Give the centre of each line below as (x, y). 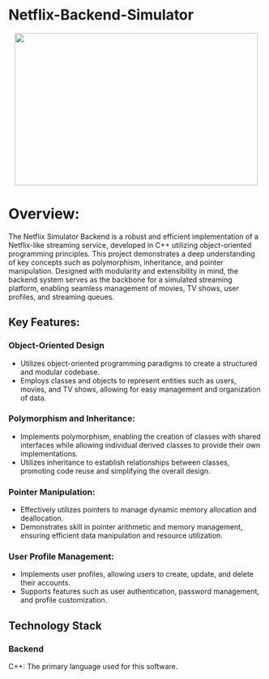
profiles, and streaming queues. (62, 296)
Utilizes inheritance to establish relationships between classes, (125, 462)
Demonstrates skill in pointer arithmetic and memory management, (131, 527)
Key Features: (44, 322)
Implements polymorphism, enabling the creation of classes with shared (140, 436)
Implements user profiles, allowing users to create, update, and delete (137, 574)
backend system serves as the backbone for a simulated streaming (120, 279)
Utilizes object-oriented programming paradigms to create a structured (139, 363)
